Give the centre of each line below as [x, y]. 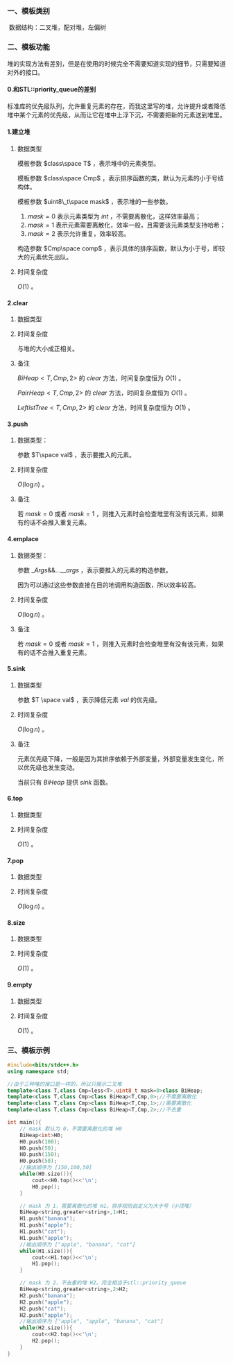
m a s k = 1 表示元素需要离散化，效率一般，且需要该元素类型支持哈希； [127, 225]
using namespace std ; [38, 1071]
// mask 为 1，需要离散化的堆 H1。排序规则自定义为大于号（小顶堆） [107, 1206]
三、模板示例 [29, 1050]
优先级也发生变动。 [51, 767]
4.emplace [23, 539]
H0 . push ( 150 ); [40, 1154]
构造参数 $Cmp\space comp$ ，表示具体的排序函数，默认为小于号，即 [118, 248]
